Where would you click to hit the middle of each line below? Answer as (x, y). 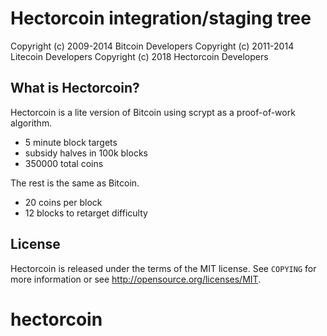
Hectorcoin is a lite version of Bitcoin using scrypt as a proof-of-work (153, 112)
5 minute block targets (71, 142)
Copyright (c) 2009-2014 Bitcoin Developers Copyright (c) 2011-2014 (152, 46)
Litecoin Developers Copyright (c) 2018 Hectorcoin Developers (139, 56)
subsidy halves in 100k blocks (86, 153)
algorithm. (31, 123)
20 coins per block (63, 202)
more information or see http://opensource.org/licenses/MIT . (136, 279)
